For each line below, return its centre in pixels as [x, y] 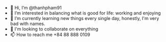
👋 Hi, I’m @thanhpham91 [36, 8]
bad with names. [28, 23]
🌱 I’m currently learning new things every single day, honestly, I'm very [85, 18]
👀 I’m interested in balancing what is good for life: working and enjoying [85, 13]
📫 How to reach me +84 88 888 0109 [50, 34]
